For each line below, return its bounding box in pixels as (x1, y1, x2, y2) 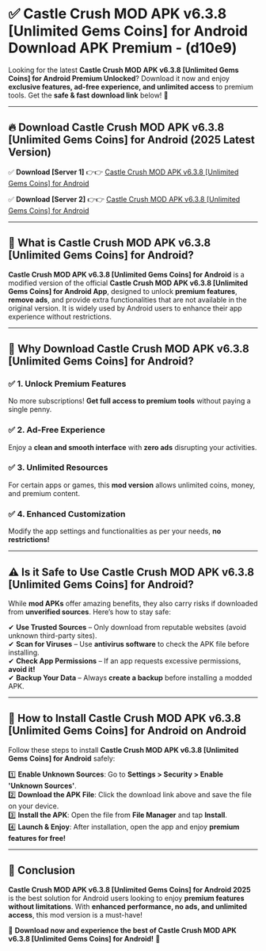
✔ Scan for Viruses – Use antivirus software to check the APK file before (8, 639, 249, 648)
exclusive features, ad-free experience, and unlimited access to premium (8, 82, 253, 91)
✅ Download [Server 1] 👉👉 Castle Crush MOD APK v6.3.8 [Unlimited (8, 167, 239, 177)
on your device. (8, 801, 59, 811)
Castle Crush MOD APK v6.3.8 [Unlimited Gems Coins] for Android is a (8, 269, 245, 279)
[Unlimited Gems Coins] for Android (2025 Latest (8, 133, 256, 147)
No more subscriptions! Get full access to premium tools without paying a (8, 396, 251, 406)
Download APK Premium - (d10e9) (8, 39, 237, 57)
